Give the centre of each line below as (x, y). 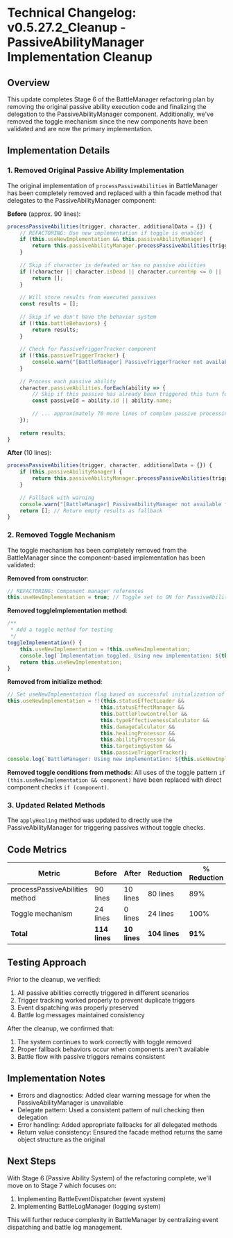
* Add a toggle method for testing (61, 630)
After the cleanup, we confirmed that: (61, 1028)
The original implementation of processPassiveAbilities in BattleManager (113, 185)
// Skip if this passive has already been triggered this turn (125, 394)
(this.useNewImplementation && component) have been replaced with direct (114, 780)
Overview (29, 82)
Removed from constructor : (48, 578)
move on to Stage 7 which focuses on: (62, 1185)
